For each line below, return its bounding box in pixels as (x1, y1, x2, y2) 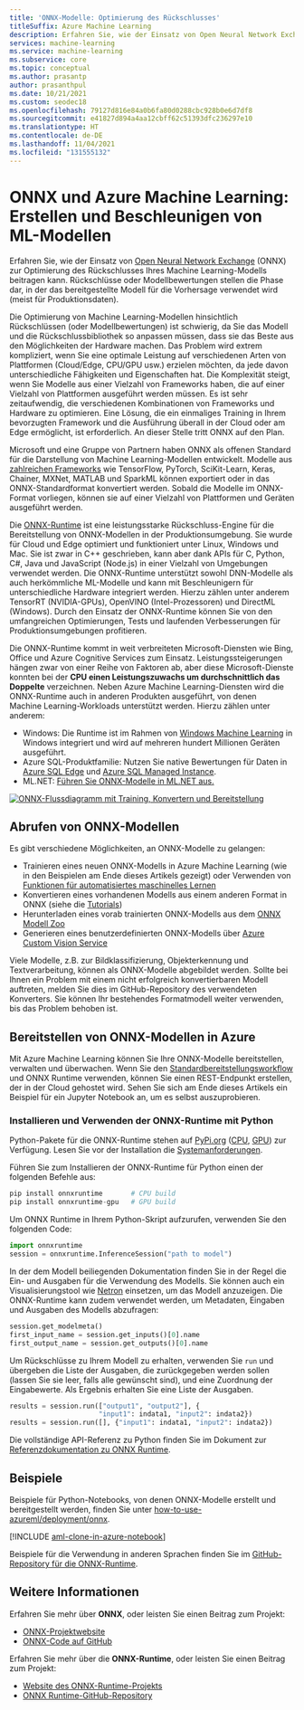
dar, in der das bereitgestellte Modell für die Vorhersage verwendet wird (9, 284, 279, 295)
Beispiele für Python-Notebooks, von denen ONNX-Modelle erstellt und (9, 1495, 276, 1506)
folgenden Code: (9, 1223, 72, 1235)
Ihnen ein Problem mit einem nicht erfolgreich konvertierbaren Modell (9, 974, 269, 985)
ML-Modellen (9, 225, 112, 245)
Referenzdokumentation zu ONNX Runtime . (9, 1444, 171, 1455)
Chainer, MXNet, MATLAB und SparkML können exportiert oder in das (9, 472, 270, 484)
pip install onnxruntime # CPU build (9, 1189, 176, 1199)
